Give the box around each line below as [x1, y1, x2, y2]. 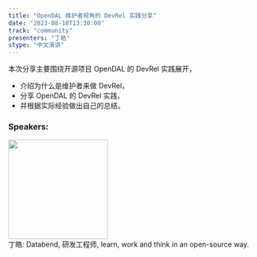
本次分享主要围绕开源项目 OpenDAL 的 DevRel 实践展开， [8, 64, 197, 74]
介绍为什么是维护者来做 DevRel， [19, 81, 130, 91]
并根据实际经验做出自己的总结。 [19, 101, 125, 111]
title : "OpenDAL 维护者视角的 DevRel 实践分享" [8, 11, 157, 20]
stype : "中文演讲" [8, 41, 65, 49]
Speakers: [8, 121, 49, 132]
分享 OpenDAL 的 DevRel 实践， [19, 91, 125, 100]
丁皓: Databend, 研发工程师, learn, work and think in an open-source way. [8, 239, 249, 249]
